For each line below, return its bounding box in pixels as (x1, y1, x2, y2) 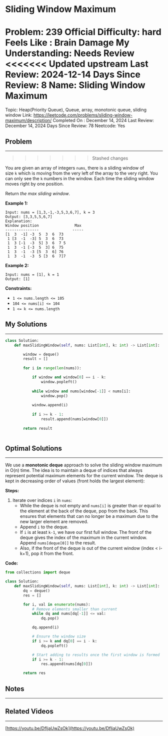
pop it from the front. (30, 550, 74, 556)
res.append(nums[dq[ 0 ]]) (40, 661, 93, 666)
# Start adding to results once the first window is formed (31, 652, 160, 657)
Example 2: (5, 262, 29, 268)
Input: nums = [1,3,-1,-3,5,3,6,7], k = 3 (5, 210, 95, 215)
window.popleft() (40, 379, 77, 384)
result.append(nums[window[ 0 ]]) (40, 416, 108, 421)
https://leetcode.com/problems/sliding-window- (33, 112, 132, 118)
